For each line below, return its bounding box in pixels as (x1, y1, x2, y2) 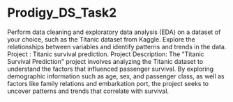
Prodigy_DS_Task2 (7, 5, 117, 21)
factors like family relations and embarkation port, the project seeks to (7, 79, 209, 87)
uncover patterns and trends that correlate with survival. (7, 87, 170, 95)
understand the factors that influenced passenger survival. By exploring (7, 65, 214, 73)
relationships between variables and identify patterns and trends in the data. (7, 42, 227, 51)
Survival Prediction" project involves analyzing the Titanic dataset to (7, 57, 204, 65)
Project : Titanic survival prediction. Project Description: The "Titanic (7, 50, 204, 58)
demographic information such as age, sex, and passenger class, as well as (7, 71, 225, 80)
